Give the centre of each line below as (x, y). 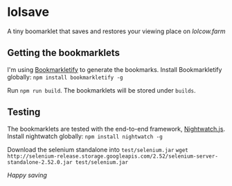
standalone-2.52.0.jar (40, 162)
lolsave (28, 12)
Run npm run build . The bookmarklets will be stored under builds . (101, 90)
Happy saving (27, 175)
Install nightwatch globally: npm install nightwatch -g (85, 136)
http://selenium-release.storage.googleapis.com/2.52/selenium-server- (113, 156)
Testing (24, 112)
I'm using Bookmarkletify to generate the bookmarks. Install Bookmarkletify (115, 69)
